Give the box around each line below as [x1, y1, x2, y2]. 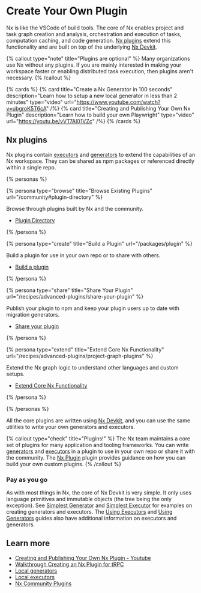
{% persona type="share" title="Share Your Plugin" [6, 287, 133, 294]
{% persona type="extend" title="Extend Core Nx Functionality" [6, 345, 164, 353]
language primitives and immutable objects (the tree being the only [6, 496, 172, 503]
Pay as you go [6, 475, 48, 484]
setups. [6, 370, 25, 377]
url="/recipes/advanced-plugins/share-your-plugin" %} [6, 293, 144, 300]
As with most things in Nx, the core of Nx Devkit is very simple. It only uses [6, 489, 192, 496]
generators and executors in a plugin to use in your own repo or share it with [6, 448, 195, 455]
